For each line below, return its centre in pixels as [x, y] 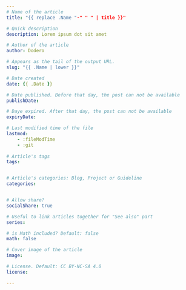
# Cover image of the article [45, 250]
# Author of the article [38, 45]
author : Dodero [25, 51]
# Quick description [32, 29]
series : [16, 222]
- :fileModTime [36, 139]
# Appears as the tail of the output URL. [61, 62]
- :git [25, 145]
